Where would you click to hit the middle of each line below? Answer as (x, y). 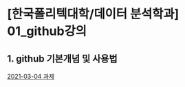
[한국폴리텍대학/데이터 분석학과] (93, 14)
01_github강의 (47, 31)
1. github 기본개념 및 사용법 (62, 59)
